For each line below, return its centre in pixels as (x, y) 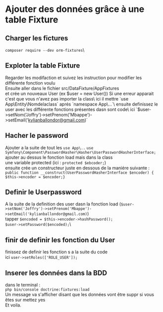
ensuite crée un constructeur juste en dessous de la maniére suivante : (78, 168)
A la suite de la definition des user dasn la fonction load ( (63, 204)
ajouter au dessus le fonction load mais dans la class (59, 157)
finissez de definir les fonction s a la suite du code (56, 252)
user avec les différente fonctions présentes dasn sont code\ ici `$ (73, 109)
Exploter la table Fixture (43, 66)
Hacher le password (37, 136)
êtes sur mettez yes (25, 300)
